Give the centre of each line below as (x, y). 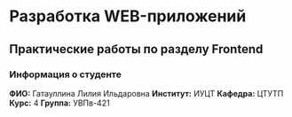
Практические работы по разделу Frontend (136, 49)
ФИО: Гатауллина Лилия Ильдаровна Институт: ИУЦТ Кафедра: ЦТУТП (146, 93)
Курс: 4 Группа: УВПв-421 (59, 103)
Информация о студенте (66, 74)
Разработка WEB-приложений (128, 16)
